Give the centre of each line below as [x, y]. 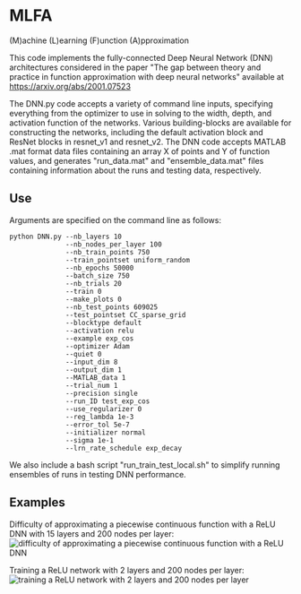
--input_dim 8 [92, 362]
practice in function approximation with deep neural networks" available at [147, 76]
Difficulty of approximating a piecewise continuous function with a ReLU [142, 524]
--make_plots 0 [94, 299]
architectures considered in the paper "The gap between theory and [135, 67]
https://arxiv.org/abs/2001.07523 [70, 86]
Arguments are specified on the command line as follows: [116, 220]
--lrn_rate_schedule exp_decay [124, 448]
